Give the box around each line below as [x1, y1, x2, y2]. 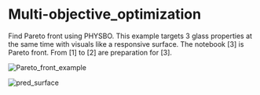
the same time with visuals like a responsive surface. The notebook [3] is [8, 39, 244, 48]
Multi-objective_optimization [8, 5, 202, 23]
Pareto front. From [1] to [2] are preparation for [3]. [8, 47, 173, 57]
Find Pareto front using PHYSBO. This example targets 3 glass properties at [8, 31, 253, 40]
